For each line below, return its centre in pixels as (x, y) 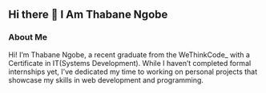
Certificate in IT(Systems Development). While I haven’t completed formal (130, 63)
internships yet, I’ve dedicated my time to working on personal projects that (133, 72)
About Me (28, 37)
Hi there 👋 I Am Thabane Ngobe (88, 15)
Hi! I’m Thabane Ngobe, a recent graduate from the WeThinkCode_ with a (129, 54)
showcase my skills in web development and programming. (106, 79)
